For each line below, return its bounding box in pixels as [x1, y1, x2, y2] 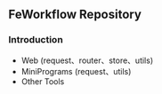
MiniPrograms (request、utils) [20, 66, 132, 76]
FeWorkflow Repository [8, 7, 142, 22]
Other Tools [20, 75, 65, 87]
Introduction [8, 34, 63, 46]
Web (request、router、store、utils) [20, 55, 153, 66]
